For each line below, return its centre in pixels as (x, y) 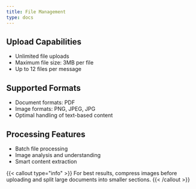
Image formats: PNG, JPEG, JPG (55, 109)
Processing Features (46, 134)
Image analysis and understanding (58, 155)
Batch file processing (41, 149)
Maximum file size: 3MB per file (54, 63)
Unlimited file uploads (42, 56)
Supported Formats (44, 88)
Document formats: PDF (45, 102)
